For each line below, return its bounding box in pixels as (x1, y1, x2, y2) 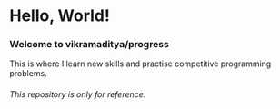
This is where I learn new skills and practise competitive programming (9, 58, 272, 69)
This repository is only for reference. (9, 89, 146, 100)
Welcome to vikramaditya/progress (9, 38, 170, 51)
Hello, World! (9, 5, 111, 26)
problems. (9, 68, 47, 79)
